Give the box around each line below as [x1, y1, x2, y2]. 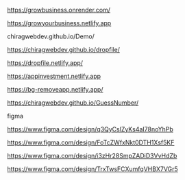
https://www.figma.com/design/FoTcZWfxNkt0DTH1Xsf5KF [7, 138, 175, 146]
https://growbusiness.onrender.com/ [7, 6, 111, 14]
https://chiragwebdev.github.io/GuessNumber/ [7, 99, 139, 107]
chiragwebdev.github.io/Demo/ [7, 32, 95, 40]
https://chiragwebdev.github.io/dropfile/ [7, 46, 120, 53]
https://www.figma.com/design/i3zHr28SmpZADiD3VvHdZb [7, 152, 177, 159]
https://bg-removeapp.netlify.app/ [7, 86, 103, 93]
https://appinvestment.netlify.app [7, 72, 101, 80]
